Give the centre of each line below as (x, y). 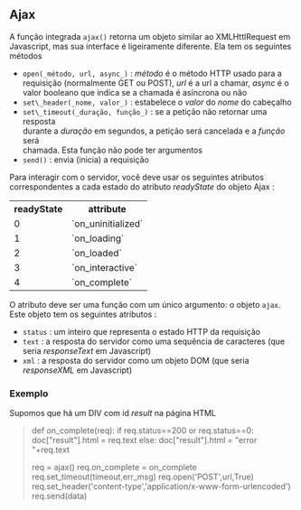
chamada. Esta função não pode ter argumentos (113, 150)
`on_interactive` (104, 267)
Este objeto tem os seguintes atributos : (83, 314)
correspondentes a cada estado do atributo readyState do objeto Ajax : (142, 186)
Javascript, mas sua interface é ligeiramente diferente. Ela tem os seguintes (150, 46)
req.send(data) (59, 496)
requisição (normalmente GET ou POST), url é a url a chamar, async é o (155, 83)
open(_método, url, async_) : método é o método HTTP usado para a (152, 73)
